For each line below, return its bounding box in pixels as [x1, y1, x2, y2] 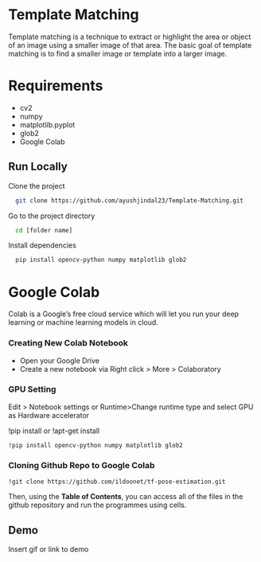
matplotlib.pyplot [19, 119, 76, 129]
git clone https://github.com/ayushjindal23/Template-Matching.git [15, 197, 244, 205]
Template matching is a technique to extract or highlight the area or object [8, 32, 251, 41]
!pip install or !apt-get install [8, 426, 100, 435]
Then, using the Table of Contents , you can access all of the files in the [8, 492, 243, 502]
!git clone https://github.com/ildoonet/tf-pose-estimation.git [8, 478, 226, 486]
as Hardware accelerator [8, 410, 90, 420]
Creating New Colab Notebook [8, 338, 129, 349]
